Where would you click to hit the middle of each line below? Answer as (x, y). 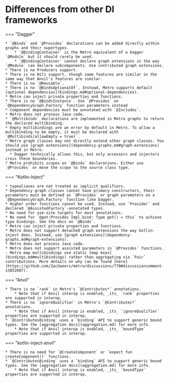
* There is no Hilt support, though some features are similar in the (81, 74)
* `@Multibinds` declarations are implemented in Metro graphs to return (85, 119)
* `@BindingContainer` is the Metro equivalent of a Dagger (79, 52)
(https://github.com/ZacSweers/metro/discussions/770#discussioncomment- (85, 266)
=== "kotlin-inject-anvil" (31, 342)
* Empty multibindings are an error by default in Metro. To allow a (80, 128)
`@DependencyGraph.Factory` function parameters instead (67, 105)
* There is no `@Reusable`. (35, 83)
